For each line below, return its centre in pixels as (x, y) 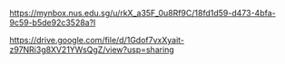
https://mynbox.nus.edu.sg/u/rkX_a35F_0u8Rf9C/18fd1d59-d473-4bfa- (142, 13)
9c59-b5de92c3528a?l (53, 23)
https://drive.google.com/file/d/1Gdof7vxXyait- (97, 40)
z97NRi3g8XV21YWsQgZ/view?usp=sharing (92, 50)
